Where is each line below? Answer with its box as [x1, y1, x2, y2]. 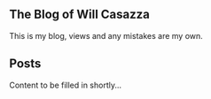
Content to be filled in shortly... [9, 80, 122, 90]
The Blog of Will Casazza [9, 7, 151, 22]
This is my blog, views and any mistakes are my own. [9, 30, 204, 41]
